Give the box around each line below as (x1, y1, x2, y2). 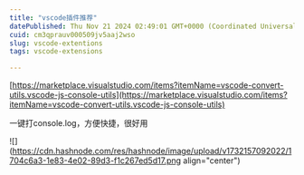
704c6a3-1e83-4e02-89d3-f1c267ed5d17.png (9, 155, 182, 166)
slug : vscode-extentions (9, 38, 103, 48)
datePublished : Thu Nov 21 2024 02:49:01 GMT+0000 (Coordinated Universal (9, 22, 298, 31)
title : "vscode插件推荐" (9, 13, 98, 23)
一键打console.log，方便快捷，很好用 (9, 118, 148, 129)
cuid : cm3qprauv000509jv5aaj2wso (9, 30, 136, 39)
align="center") (183, 155, 242, 166)
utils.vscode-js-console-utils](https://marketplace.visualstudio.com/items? (9, 90, 288, 101)
